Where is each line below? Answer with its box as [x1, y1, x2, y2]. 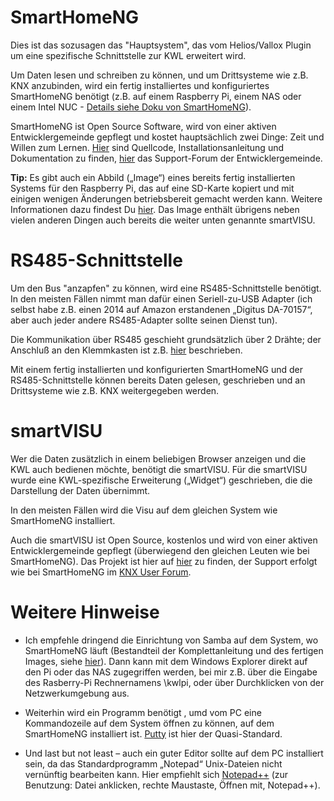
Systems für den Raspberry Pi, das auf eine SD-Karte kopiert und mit [10, 182, 295, 194]
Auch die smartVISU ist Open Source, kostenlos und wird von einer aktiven [10, 534, 318, 546]
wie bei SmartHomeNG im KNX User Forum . [10, 566, 192, 578]
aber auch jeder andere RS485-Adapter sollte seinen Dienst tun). [10, 314, 278, 326]
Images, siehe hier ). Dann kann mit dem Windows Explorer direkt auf [24, 655, 308, 667]
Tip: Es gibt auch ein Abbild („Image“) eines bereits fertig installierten [10, 171, 296, 183]
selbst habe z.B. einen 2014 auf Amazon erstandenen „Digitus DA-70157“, [10, 303, 313, 315]
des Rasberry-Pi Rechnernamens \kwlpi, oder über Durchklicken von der [24, 676, 325, 688]
